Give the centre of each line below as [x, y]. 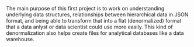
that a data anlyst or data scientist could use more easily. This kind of [90, 27]
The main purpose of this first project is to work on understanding [85, 8]
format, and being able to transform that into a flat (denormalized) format [94, 21]
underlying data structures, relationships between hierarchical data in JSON [97, 15]
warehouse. [20, 39]
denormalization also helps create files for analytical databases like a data [95, 33]
